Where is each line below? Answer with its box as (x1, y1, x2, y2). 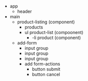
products (24, 24, 44, 30)
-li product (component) (32, 35, 81, 40)
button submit (32, 66, 61, 72)
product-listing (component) (17, 19, 75, 25)
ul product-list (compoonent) (24, 30, 84, 35)
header (17, 8, 32, 14)
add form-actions (24, 61, 60, 67)
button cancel (32, 72, 60, 77)
